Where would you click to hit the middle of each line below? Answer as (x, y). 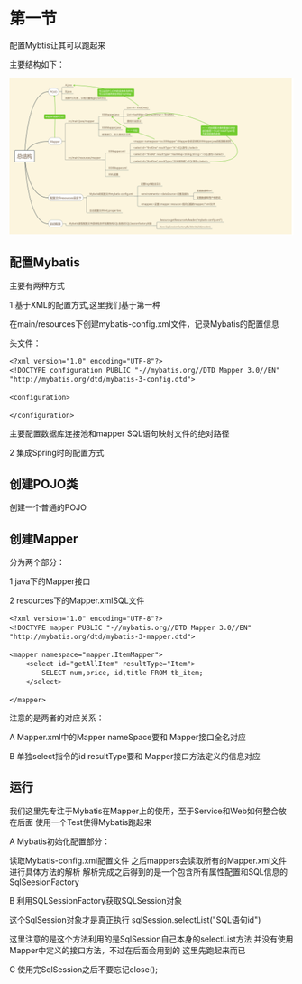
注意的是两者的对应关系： (57, 718)
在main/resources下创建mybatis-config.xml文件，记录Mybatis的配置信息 (144, 324)
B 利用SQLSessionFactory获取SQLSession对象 (96, 900)
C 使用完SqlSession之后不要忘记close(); (83, 969)
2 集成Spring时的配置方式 (57, 453)
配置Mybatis (45, 262)
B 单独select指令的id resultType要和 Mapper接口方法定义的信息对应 (135, 756)
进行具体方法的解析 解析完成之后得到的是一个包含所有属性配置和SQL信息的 (149, 871)
